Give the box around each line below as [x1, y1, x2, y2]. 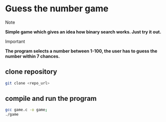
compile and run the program [5, 94, 97, 103]
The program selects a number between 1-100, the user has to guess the [5, 48, 158, 54]
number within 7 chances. [5, 53, 60, 59]
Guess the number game [5, 3, 109, 14]
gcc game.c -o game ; [5, 107, 48, 113]
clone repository [5, 68, 57, 76]
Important [5, 38, 25, 44]
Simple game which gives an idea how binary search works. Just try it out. [5, 29, 162, 35]
